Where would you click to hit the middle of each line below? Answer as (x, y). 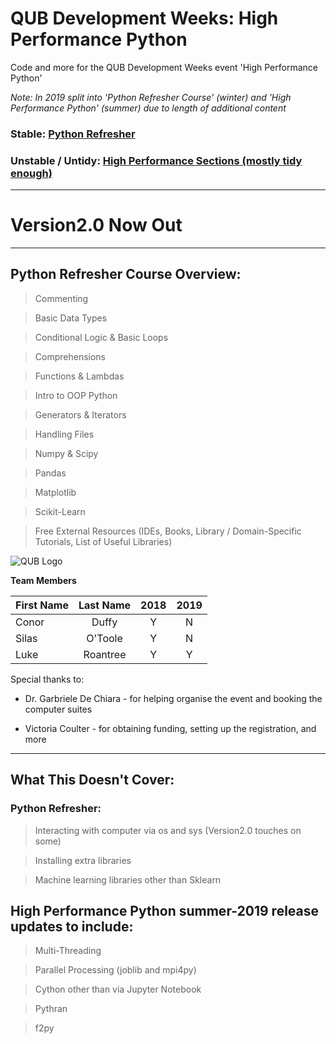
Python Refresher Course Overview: (126, 274)
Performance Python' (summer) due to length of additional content (148, 108)
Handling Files (64, 434)
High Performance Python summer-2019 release (165, 910)
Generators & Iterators (80, 414)
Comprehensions (70, 356)
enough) (31, 173)
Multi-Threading (68, 951)
